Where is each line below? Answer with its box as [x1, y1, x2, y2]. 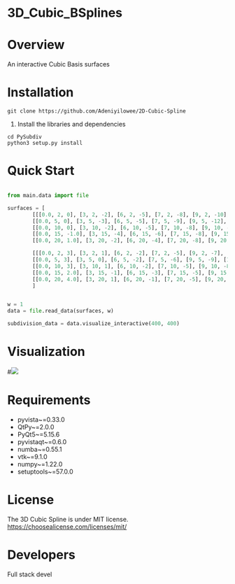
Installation [7, 85, 74, 101]
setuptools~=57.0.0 [17, 467, 73, 476]
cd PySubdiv [7, 134, 42, 141]
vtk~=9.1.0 [17, 453, 48, 461]
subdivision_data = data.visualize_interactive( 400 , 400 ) [7, 320, 180, 327]
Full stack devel [7, 570, 52, 578]
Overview [7, 37, 65, 53]
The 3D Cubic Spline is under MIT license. [7, 515, 129, 523]
